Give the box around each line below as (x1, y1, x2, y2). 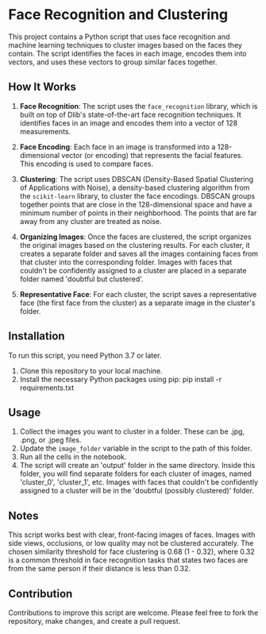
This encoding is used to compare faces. (19, 159, 154, 168)
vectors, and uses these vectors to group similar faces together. (8, 57, 218, 67)
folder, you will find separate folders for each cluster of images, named (19, 469, 253, 478)
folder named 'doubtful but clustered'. (19, 274, 145, 284)
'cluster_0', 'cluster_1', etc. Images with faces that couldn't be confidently (19, 477, 259, 487)
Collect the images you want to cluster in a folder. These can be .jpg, (19, 427, 245, 436)
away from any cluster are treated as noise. (19, 216, 162, 226)
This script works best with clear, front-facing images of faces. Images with (8, 530, 256, 539)
